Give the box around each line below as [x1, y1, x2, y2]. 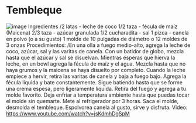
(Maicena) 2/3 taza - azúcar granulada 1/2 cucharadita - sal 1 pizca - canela [6, 29, 189, 36]
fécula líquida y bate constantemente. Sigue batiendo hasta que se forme [6, 78, 183, 86]
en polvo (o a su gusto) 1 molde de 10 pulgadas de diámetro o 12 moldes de [6, 35, 188, 42]
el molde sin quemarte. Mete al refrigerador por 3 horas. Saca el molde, [6, 97, 179, 104]
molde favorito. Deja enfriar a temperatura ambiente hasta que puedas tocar [6, 91, 190, 98]
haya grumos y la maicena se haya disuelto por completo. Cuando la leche [6, 66, 186, 73]
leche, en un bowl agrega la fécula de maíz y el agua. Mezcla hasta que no [6, 60, 186, 67]
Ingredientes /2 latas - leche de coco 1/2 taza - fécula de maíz [28, 23, 178, 30]
